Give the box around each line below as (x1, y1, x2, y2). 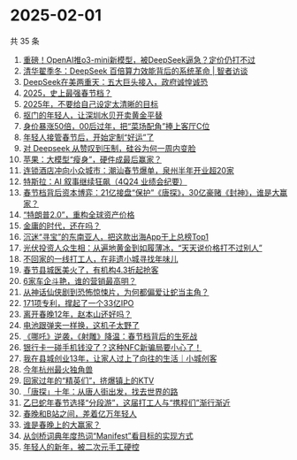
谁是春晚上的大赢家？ (22, 419, 101, 430)
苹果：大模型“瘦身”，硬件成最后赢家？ (22, 154, 163, 165)
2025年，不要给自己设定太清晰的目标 (22, 98, 159, 109)
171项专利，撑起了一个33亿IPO (22, 297, 134, 308)
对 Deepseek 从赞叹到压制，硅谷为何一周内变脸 (22, 142, 197, 153)
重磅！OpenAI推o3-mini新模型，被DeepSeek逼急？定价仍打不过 (22, 54, 255, 65)
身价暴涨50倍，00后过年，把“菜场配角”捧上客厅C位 (22, 120, 210, 131)
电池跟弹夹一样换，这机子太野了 (22, 319, 140, 330)
